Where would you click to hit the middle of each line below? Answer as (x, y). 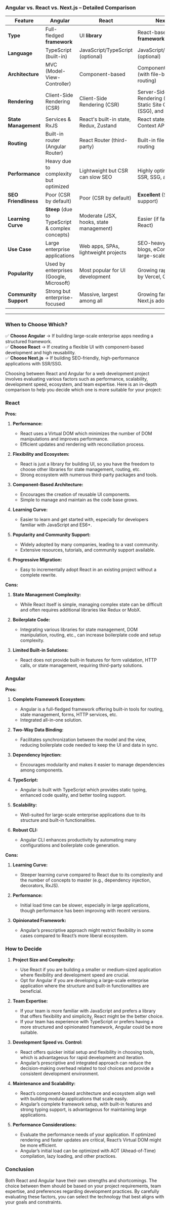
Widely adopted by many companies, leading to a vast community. (90, 544)
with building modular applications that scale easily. (74, 1099)
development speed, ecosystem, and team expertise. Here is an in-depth (81, 384)
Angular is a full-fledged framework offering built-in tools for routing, (92, 709)
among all (91, 301)
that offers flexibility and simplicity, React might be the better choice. (92, 1016)
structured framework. (29, 341)
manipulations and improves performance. (64, 439)
